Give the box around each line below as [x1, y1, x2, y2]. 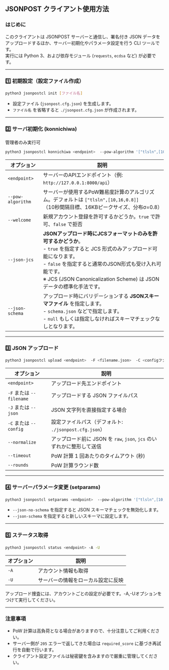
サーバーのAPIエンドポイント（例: [43, 172, 123, 179]
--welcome [8, 217, 31, 223]
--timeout [8, 453, 31, 459]
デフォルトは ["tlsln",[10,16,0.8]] [53, 196, 139, 203]
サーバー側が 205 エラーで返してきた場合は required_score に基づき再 [12, 640, 157, 646]
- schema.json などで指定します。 [43, 308, 122, 315]
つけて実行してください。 [5, 597, 58, 603]
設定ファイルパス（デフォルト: [51, 418, 123, 425]
